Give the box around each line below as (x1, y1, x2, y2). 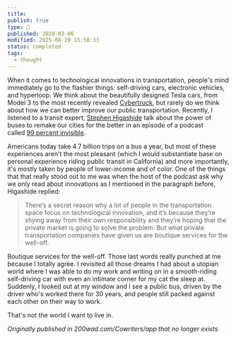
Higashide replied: (7, 187, 61, 195)
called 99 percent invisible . (7, 128, 86, 136)
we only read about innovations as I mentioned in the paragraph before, (7, 180, 216, 188)
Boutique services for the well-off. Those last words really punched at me (7, 252, 221, 260)
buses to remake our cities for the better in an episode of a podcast (7, 121, 203, 129)
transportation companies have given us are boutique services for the (24, 230, 228, 239)
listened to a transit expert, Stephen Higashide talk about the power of (7, 113, 212, 122)
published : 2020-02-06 (7, 30, 74, 37)
